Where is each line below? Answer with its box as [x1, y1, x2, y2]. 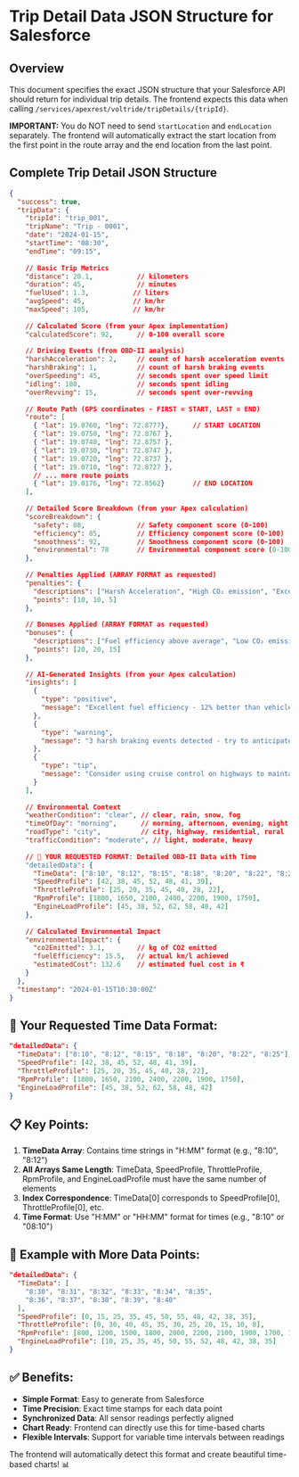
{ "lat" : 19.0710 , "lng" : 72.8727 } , [32, 462, 174, 472]
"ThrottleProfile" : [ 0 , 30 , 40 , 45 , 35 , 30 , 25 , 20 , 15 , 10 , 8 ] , [17, 1320, 265, 1330]
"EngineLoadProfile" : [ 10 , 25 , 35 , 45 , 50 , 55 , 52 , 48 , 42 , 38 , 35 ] [17, 1337, 278, 1346]
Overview [9, 61, 65, 76]
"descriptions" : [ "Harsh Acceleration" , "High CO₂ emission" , [32, 587, 269, 596]
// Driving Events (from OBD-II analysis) [25, 346, 185, 356]
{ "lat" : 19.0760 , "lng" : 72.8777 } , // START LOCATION [32, 421, 261, 430]
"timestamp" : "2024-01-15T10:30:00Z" [17, 985, 158, 994]
